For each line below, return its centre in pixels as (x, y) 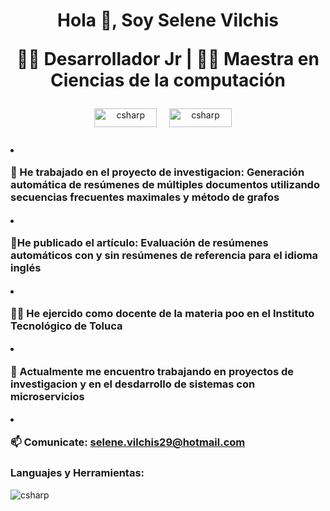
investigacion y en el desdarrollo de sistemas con (133, 384)
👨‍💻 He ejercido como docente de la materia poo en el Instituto (162, 313)
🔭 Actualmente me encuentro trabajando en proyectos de (152, 371)
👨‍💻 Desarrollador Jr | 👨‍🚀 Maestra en (168, 59)
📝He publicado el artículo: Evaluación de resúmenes (139, 243)
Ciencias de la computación (168, 80)
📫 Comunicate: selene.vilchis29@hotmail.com (128, 442)
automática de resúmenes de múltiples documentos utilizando (165, 185)
